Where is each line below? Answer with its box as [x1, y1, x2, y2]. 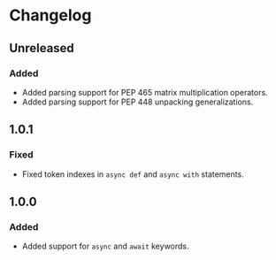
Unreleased [9, 41, 75, 56]
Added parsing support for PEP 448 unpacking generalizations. [21, 96, 254, 107]
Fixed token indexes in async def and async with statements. [21, 169, 245, 180]
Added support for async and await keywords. [21, 241, 189, 252]
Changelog [9, 5, 92, 26]
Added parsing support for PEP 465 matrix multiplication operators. [21, 87, 268, 97]
